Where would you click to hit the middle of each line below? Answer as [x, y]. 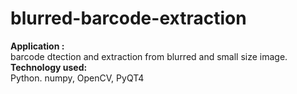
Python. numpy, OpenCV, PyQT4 [77, 78]
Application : [37, 46]
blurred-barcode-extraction [128, 18]
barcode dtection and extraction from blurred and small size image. [149, 56]
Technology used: [49, 67]
